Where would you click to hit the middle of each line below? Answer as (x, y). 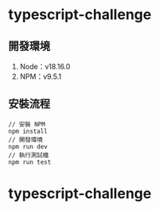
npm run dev (28, 146)
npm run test (30, 162)
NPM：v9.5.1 (41, 76)
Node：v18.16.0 (45, 66)
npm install (28, 131)
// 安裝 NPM (27, 124)
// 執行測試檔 (29, 155)
